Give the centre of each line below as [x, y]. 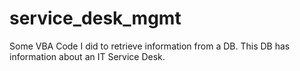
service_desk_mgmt [95, 18]
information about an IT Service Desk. [87, 56]
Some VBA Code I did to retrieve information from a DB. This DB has [150, 46]
